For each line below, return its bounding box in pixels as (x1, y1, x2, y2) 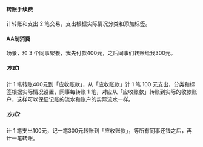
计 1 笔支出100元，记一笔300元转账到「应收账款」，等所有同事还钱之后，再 (6, 127, 193, 134)
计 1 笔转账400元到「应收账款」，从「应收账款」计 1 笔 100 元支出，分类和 (6, 81, 190, 88)
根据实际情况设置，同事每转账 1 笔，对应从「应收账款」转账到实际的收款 (11, 88, 192, 96)
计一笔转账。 (6, 134, 38, 142)
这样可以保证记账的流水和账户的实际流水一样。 (16, 96, 134, 103)
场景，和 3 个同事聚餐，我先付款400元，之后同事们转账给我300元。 (6, 49, 176, 57)
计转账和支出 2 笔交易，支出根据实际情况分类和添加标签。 (6, 20, 151, 27)
